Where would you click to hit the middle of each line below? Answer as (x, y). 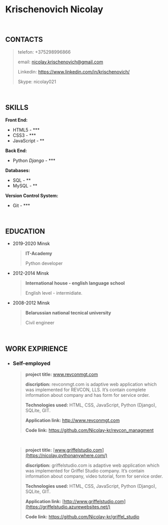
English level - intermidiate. (54, 293)
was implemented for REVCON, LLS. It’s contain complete (86, 390)
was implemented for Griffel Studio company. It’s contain (85, 471)
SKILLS (17, 108)
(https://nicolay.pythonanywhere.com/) (66, 456)
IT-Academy (39, 253)
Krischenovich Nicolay (54, 9)
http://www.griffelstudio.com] (94, 502)
